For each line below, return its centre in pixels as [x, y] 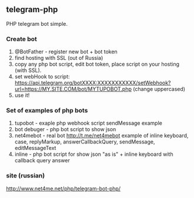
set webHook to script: [42, 77]
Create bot [21, 39]
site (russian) [26, 176]
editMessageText [35, 148]
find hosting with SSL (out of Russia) [59, 58]
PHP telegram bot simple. [37, 23]
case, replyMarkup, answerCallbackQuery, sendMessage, [85, 142]
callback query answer [42, 161]
